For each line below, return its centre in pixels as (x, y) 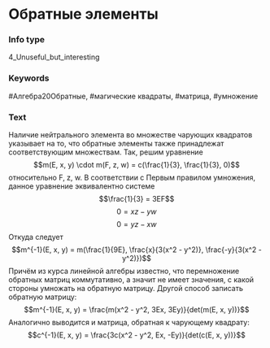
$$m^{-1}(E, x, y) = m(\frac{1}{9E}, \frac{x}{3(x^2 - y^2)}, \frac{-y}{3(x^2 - (137, 250)
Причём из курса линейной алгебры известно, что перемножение (124, 271)
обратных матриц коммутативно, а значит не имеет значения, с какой (131, 280)
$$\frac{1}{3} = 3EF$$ (137, 199)
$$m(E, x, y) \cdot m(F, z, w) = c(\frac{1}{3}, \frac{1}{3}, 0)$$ (137, 165)
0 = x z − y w (137, 211)
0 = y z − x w (137, 224)
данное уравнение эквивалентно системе (82, 186)
